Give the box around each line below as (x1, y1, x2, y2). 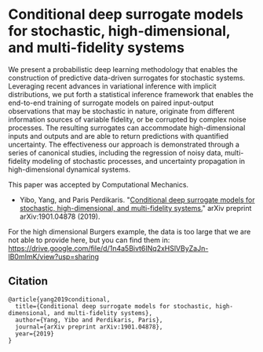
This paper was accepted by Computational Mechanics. (8, 180, 189, 189)
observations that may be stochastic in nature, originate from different (8, 106, 235, 115)
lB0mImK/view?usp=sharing (8, 252, 100, 261)
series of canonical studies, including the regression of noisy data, (8, 147, 224, 158)
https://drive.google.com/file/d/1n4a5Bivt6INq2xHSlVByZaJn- (8, 243, 209, 252)
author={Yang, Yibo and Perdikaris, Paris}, (15, 316, 163, 324)
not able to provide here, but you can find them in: (8, 235, 170, 245)
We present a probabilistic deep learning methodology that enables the (8, 64, 238, 74)
